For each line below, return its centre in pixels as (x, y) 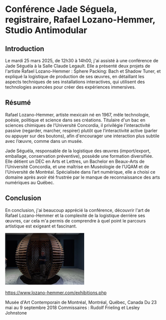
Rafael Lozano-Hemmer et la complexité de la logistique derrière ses (75, 215)
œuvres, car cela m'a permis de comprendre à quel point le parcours (76, 220)
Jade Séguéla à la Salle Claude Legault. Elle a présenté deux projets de (78, 66)
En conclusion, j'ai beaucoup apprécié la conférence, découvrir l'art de (78, 210)
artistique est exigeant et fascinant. (41, 226)
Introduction (25, 49)
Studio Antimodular (46, 30)
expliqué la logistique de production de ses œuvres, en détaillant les (75, 76)
